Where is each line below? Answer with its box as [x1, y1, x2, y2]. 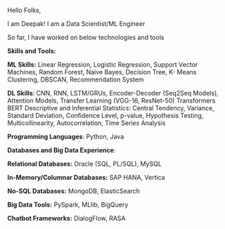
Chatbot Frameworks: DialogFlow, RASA [7, 214, 126, 222]
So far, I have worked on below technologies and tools [7, 33, 165, 41]
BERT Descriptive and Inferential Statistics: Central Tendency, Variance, [7, 104, 214, 112]
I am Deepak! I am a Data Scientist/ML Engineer [7, 20, 146, 27]
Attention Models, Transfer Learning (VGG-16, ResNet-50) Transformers [7, 96, 216, 105]
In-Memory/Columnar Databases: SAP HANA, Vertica [7, 174, 165, 181]
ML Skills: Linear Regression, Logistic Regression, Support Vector [7, 60, 198, 69]
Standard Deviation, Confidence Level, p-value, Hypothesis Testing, [7, 112, 204, 119]
